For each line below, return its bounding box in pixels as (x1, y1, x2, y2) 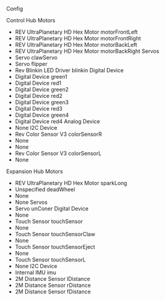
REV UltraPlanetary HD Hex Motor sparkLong (14, 180, 128, 186)
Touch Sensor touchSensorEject (14, 243, 95, 250)
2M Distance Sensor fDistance (14, 288, 92, 295)
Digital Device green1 (14, 73, 67, 80)
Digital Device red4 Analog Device (14, 118, 101, 125)
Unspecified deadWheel (14, 186, 75, 193)
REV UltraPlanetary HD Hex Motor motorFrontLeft (14, 28, 138, 35)
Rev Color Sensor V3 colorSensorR (14, 130, 102, 138)
